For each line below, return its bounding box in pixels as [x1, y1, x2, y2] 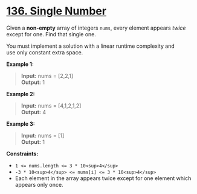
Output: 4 [21, 108, 47, 115]
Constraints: [6, 150, 39, 157]
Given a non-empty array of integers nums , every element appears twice [6, 24, 186, 31]
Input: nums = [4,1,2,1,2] [21, 102, 82, 109]
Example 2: [6, 90, 35, 97]
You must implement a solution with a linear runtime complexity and [6, 42, 175, 50]
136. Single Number [6, 4, 107, 18]
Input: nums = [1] [21, 132, 65, 139]
